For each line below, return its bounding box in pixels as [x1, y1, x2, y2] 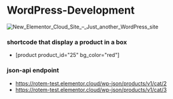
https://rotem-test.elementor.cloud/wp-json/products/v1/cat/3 [15, 86, 167, 93]
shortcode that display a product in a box [7, 38, 127, 46]
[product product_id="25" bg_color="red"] [15, 52, 120, 59]
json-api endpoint [7, 66, 59, 75]
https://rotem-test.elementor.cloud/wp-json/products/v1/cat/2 [15, 79, 167, 87]
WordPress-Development [7, 4, 135, 17]
